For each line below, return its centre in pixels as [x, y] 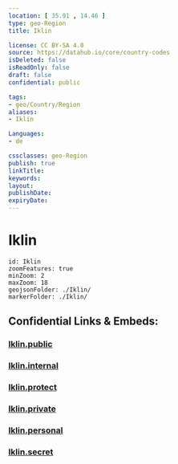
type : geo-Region [37, 23]
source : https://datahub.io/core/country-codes [89, 53]
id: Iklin [25, 262]
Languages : [26, 134]
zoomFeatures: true [41, 269]
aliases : [23, 112]
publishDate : [30, 193]
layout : [21, 185]
